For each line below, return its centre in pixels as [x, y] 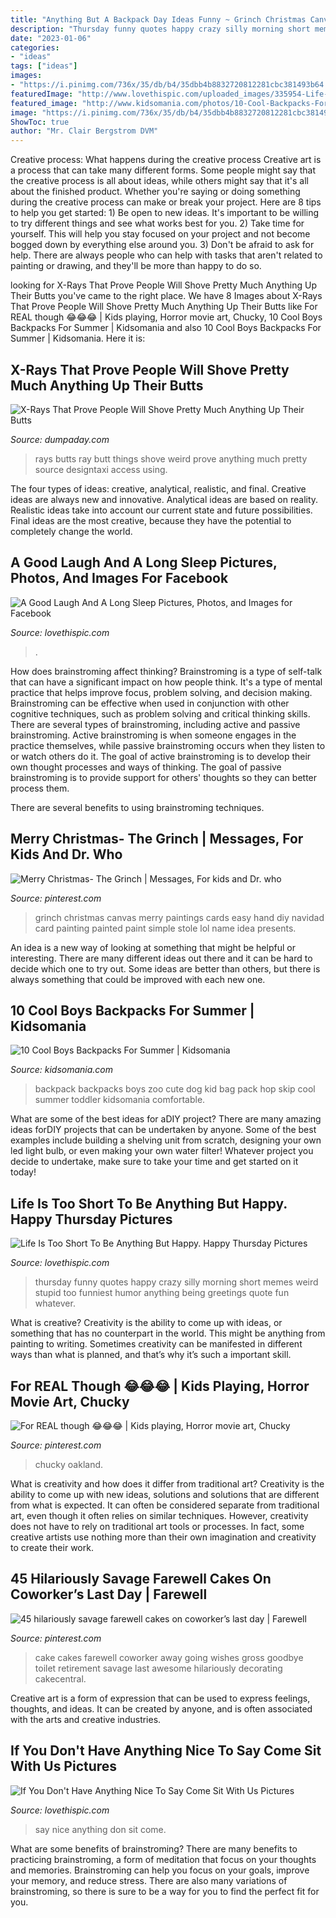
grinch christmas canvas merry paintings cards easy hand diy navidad [179, 917]
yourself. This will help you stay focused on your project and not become [160, 234]
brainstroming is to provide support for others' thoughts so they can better [164, 777]
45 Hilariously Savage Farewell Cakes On [141, 1579]
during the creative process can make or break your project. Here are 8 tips [166, 202]
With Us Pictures [64, 1766]
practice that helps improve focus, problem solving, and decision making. [161, 692]
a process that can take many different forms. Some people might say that [163, 170]
